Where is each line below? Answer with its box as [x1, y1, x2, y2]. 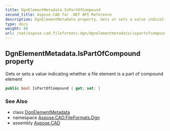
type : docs [5, 21, 28, 27]
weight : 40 [5, 26, 28, 31]
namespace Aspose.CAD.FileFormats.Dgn [12, 114, 100, 120]
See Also [5, 98, 28, 105]
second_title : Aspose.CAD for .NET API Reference [5, 12, 112, 17]
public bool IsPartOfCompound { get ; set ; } [5, 86, 101, 91]
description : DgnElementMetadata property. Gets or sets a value [5, 17, 146, 22]
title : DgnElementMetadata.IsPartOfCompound [5, 7, 101, 13]
